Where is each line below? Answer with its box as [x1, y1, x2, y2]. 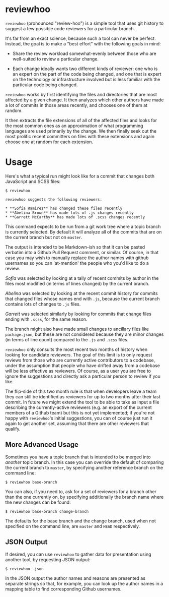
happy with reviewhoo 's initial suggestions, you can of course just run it [5, 415, 152, 421]
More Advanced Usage [5, 440, 79, 449]
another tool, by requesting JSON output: [5, 556, 91, 563]
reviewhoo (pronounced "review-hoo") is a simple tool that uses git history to [5, 20, 164, 26]
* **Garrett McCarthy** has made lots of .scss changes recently [5, 214, 145, 220]
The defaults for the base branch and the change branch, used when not [5, 518, 156, 524]
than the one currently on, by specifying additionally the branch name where [5, 494, 164, 500]
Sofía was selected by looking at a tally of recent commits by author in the [5, 275, 159, 281]
